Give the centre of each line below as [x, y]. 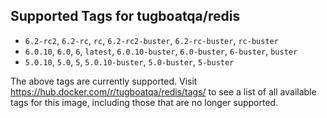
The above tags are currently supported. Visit [104, 81]
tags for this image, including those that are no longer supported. [144, 102]
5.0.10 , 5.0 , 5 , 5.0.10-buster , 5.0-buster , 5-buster [129, 61]
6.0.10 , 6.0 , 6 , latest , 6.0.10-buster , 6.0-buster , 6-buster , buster [161, 51]
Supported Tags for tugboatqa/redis [125, 16]
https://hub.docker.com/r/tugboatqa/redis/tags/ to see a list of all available [163, 91]
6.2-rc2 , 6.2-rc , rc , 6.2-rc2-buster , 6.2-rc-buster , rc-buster [151, 40]
